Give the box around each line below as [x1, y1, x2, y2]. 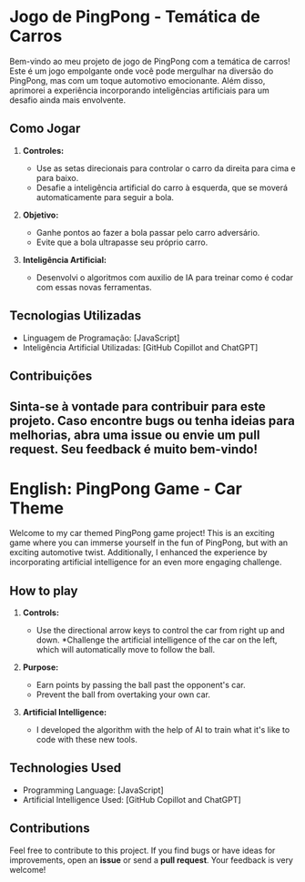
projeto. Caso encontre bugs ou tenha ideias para [9, 413, 296, 429]
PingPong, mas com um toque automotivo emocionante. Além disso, [9, 75, 266, 86]
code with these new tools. [36, 735, 138, 745]
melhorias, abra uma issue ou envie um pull [9, 428, 260, 443]
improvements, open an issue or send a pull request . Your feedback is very [9, 854, 294, 866]
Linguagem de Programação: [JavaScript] [22, 332, 180, 343]
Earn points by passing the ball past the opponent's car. [36, 680, 246, 691]
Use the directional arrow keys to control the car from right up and [36, 625, 285, 636]
